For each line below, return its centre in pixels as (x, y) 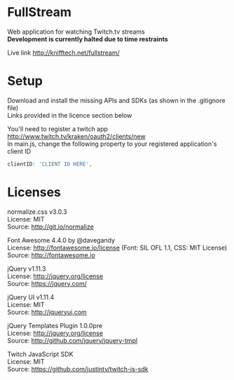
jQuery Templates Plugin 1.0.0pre (55, 325)
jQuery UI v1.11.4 (31, 297)
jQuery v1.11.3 (27, 269)
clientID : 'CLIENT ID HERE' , (50, 164)
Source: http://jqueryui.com (47, 312)
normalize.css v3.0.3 (37, 212)
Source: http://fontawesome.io (51, 255)
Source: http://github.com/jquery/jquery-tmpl (73, 340)
